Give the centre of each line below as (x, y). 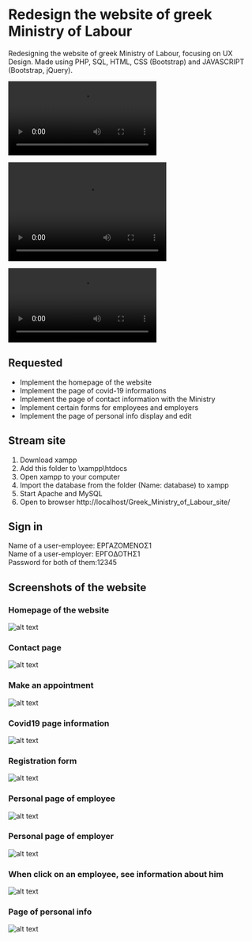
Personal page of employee (62, 799)
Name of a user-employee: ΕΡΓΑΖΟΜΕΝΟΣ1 (80, 546)
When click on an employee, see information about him (116, 874)
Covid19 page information (59, 723)
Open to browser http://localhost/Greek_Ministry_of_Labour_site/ (125, 502)
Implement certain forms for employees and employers (109, 407)
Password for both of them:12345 (62, 563)
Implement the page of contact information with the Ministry (117, 399)
